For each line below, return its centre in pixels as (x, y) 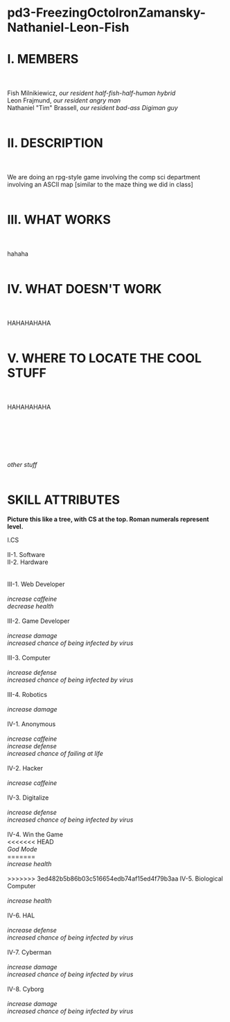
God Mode (23, 849)
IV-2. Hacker (25, 768)
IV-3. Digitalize (28, 798)
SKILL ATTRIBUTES (63, 500)
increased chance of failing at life (55, 753)
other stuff (22, 464)
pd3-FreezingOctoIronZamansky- (107, 13)
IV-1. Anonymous (32, 724)
